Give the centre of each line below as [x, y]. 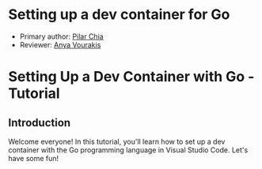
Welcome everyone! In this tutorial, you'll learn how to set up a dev [117, 141]
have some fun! [34, 158]
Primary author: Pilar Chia [62, 36]
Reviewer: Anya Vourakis [60, 44]
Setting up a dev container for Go [119, 15]
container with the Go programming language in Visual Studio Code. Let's [128, 150]
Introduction [40, 123]
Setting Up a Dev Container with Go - [131, 77]
